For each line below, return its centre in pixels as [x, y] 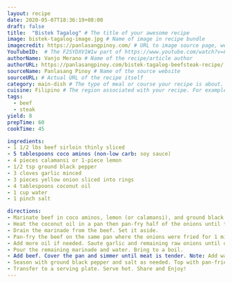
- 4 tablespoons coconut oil [49, 186]
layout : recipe [29, 13]
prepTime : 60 [26, 122]
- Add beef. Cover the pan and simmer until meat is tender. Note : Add [112, 256]
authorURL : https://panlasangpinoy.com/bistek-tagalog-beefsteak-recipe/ [116, 65]
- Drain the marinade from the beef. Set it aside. [83, 230]
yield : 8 [20, 116]
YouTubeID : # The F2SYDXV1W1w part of [65, 52]
